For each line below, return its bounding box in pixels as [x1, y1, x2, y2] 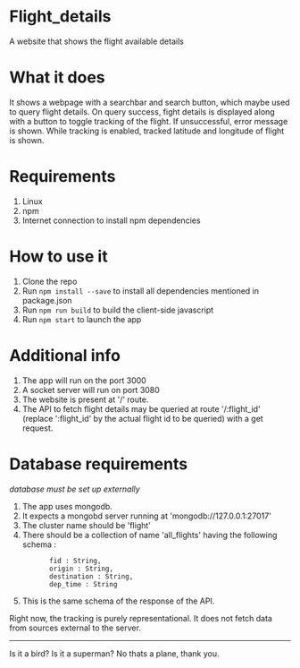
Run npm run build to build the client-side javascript [21, 304, 214, 315]
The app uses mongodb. [21, 501, 113, 511]
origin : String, [48, 564, 114, 573]
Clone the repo [21, 276, 78, 287]
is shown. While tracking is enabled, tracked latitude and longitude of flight [9, 125, 285, 136]
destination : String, [48, 571, 134, 581]
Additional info [9, 345, 121, 365]
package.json [21, 295, 73, 305]
